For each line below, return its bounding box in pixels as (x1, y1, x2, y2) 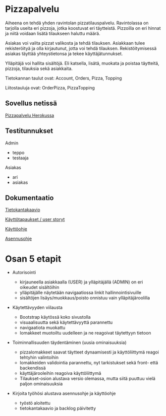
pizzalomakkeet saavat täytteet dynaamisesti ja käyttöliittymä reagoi (19, 349, 160, 355)
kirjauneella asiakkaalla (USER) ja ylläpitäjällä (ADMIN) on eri (19, 279, 143, 285)
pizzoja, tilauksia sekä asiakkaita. (5, 66, 73, 71)
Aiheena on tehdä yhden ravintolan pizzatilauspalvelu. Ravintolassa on (5, 20, 149, 26)
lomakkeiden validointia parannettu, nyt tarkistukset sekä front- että (19, 360, 159, 366)
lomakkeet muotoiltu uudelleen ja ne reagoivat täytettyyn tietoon (19, 330, 151, 336)
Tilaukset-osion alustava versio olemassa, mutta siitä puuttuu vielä (19, 376, 156, 382)
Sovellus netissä (5, 99, 57, 108)
